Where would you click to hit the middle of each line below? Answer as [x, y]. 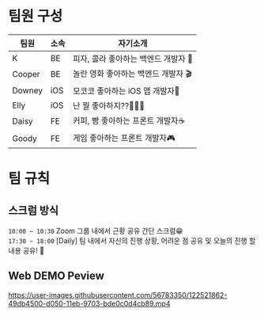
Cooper [26, 74]
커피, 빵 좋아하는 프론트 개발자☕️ [129, 120]
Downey [28, 90]
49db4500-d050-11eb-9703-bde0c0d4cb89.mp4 [89, 303]
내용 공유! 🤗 [26, 250]
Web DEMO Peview [57, 276]
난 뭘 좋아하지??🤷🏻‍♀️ [108, 105]
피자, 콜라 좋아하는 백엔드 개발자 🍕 [133, 59]
